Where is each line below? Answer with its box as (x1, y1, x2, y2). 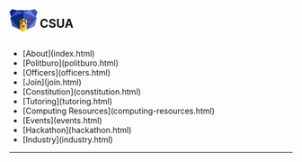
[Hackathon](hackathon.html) (22, 124, 132, 135)
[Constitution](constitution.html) (22, 85, 141, 97)
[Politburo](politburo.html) (22, 58, 120, 68)
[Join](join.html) (22, 76, 83, 87)
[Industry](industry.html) (22, 134, 114, 145)
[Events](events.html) (22, 114, 102, 125)
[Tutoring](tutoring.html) (22, 95, 112, 106)
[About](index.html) (22, 48, 95, 58)
